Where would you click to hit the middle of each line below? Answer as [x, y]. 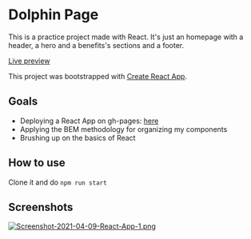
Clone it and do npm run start [58, 182]
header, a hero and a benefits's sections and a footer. [96, 45]
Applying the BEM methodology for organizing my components [124, 129]
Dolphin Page [54, 15]
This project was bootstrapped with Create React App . [98, 76]
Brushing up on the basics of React [78, 137]
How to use [37, 163]
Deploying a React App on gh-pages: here [89, 121]
